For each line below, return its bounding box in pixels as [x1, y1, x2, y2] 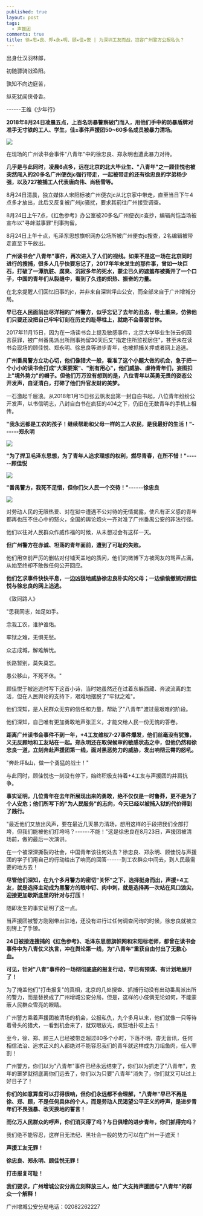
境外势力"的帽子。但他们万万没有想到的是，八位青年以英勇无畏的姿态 [14, 372, 187, 379]
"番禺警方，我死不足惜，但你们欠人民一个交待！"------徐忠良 [6, 484, 159, 491]
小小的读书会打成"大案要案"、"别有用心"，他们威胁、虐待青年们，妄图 [11, 364, 187, 371]
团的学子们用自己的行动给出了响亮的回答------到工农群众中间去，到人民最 [6, 856, 190, 863]
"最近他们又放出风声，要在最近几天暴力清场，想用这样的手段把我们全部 [6, 820, 184, 828]
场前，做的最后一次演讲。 [6, 835, 70, 843]
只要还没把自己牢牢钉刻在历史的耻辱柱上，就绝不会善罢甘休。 [11, 316, 165, 323]
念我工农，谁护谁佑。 [6, 621, 59, 628]
